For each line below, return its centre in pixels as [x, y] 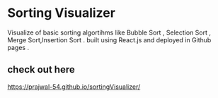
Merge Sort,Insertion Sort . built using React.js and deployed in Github [109, 39]
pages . [18, 47]
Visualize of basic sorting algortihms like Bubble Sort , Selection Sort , [109, 32]
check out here [41, 69]
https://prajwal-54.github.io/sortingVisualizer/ [74, 87]
